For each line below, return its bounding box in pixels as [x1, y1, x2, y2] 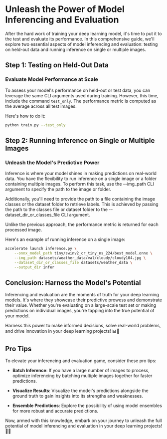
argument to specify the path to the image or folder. [5, 186, 111, 193]
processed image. [5, 227, 42, 233]
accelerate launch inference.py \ [5, 246, 77, 251]
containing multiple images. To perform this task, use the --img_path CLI [5, 181, 155, 187]
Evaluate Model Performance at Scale [5, 76, 98, 83]
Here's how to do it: [5, 113, 46, 119]
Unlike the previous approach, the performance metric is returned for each [5, 221, 159, 227]
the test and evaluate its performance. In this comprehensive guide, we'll [5, 36, 155, 42]
